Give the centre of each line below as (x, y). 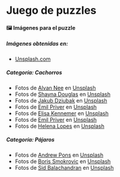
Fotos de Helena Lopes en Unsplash (60, 126)
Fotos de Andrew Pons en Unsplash (59, 155)
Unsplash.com (33, 59)
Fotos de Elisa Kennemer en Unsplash (62, 113)
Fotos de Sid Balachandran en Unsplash (64, 167)
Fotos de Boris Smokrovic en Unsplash (63, 161)
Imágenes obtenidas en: (37, 44)
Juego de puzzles (52, 10)
